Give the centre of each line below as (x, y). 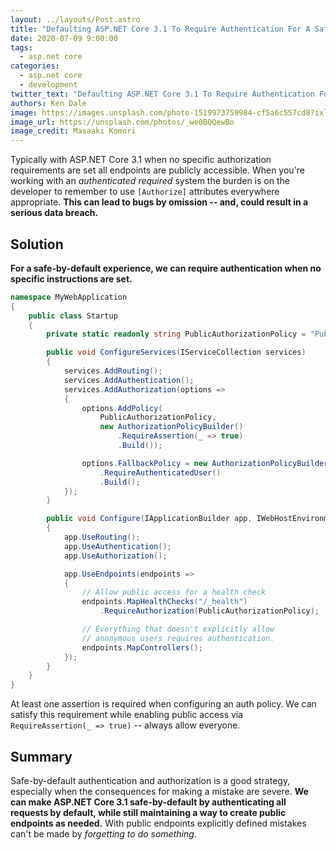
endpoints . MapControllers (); (142, 647)
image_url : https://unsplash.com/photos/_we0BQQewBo (122, 122)
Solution (37, 244)
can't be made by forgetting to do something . (103, 834)
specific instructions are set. (71, 278)
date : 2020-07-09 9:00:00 (64, 38)
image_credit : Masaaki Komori (73, 131)
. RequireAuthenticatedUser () (160, 472)
